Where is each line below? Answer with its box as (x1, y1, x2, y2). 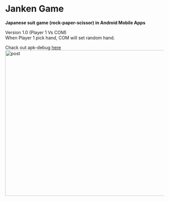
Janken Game (5, 3, 64, 15)
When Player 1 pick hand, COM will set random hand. (5, 35, 115, 41)
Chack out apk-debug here (5, 44, 61, 50)
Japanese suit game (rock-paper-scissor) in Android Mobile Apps (5, 20, 146, 26)
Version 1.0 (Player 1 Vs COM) (5, 29, 67, 35)
